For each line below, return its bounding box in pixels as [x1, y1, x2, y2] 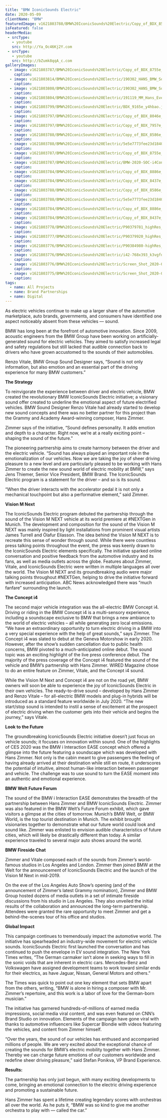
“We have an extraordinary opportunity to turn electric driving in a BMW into [5, 625, 162, 631]
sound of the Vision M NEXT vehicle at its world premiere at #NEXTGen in [5, 516, 156, 522]
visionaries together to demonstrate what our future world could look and [5, 821, 156, 827]
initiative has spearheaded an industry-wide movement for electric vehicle [5, 938, 158, 944]
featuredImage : [5, 21, 37, 26]
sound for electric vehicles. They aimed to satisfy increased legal [27, 338, 161, 344]
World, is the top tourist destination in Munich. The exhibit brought [5, 816, 141, 822]
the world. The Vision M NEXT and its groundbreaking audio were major [5, 569, 153, 575]
